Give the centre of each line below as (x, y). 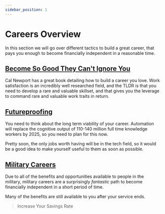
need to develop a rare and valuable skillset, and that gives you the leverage (82, 91)
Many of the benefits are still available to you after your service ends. (75, 196)
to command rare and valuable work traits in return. (57, 96)
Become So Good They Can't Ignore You (68, 68)
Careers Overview (43, 34)
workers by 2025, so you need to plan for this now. (57, 134)
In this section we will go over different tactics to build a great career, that (80, 48)
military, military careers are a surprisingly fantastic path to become (74, 182)
